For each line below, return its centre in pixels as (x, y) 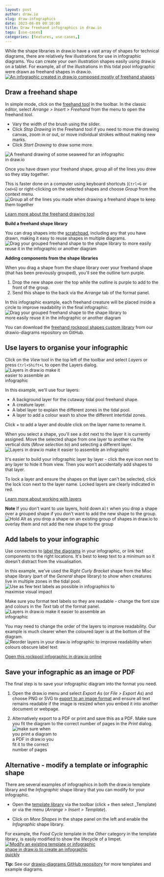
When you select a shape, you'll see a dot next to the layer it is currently (78, 434)
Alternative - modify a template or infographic (77, 765)
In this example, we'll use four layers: (42, 390)
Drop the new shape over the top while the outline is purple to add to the (85, 282)
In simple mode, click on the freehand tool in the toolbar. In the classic (76, 104)
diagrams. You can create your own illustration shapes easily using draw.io (80, 61)
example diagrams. (24, 869)
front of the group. (31, 287)
